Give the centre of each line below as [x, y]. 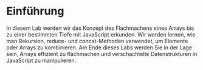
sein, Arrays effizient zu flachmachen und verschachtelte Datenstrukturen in [102, 54]
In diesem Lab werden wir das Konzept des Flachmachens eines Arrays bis [100, 28]
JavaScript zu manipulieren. [41, 60]
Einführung [35, 11]
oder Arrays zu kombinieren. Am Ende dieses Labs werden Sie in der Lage [99, 47]
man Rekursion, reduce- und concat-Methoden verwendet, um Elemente [97, 41]
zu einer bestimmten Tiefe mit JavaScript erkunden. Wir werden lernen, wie [101, 34]
